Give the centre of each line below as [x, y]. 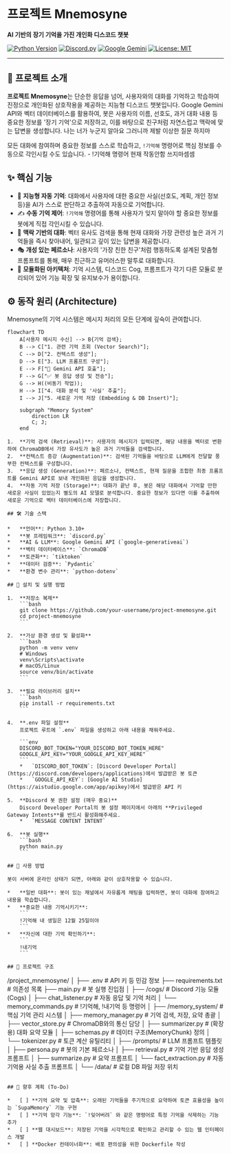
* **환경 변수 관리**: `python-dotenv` [63, 572]
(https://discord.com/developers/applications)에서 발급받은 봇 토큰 [102, 774]
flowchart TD [26, 332]
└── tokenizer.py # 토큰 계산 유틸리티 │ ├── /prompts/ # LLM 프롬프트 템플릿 [115, 1041]
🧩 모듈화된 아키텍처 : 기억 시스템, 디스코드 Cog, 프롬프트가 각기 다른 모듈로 [116, 269]
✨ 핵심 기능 [30, 178]
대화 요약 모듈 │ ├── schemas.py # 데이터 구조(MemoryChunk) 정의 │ [113, 1033]
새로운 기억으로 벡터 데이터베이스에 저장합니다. [64, 501]
